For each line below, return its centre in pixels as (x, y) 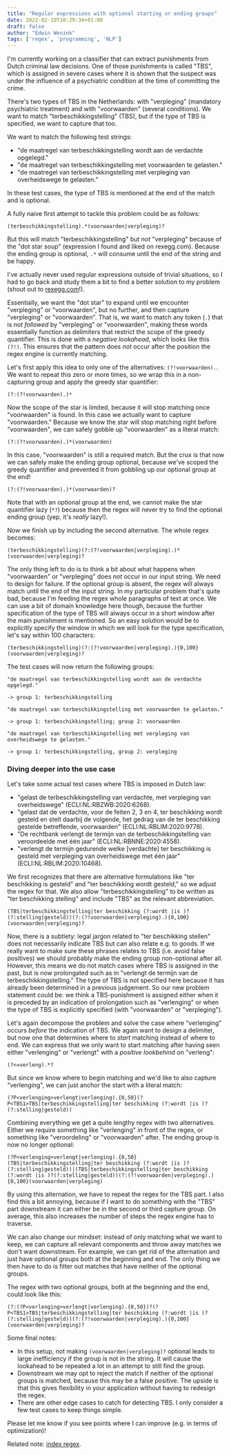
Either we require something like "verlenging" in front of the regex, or (105, 1130)
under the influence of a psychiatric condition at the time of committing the (114, 81)
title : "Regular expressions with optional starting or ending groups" (112, 13)
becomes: (21, 538)
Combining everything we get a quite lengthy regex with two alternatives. (111, 1123)
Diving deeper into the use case (61, 769)
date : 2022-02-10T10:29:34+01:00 (55, 20)
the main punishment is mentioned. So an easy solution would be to (103, 621)
